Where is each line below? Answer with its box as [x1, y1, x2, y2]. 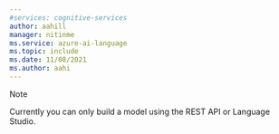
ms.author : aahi [9, 64, 71, 73]
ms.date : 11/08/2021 [9, 55, 88, 64]
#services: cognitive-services [9, 13, 128, 23]
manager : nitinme [9, 30, 75, 39]
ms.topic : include [9, 47, 79, 56]
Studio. [9, 115, 36, 127]
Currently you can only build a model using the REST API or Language [9, 106, 270, 117]
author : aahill [9, 22, 67, 31]
